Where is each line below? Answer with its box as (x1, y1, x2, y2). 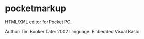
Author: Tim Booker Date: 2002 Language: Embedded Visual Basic (5, 28, 140, 34)
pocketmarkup (5, 3, 66, 14)
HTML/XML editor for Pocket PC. (5, 19, 72, 25)
